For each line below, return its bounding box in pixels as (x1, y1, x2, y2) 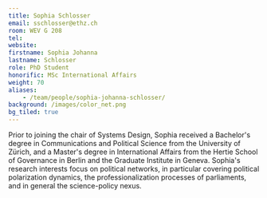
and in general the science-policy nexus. (8, 181, 142, 190)
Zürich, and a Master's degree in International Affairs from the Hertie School (8, 147, 258, 156)
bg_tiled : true (8, 109, 59, 117)
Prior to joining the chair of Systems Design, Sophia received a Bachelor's (8, 130, 251, 140)
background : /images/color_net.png (8, 101, 127, 109)
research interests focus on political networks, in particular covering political (8, 164, 260, 173)
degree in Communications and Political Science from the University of (8, 139, 241, 148)
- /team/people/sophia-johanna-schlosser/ (22, 93, 166, 101)
